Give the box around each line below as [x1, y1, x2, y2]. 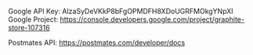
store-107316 [8, 23, 50, 32]
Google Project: [8, 15, 59, 24]
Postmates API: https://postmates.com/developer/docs [8, 38, 186, 47]
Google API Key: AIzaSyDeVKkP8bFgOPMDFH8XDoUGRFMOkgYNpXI [8, 7, 233, 15]
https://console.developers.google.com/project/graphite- [60, 15, 245, 24]
